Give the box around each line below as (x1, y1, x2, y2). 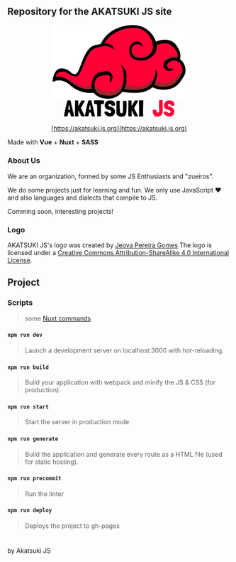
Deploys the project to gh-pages (24, 522, 120, 530)
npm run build (7, 364, 50, 371)
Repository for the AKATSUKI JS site (7, 6, 172, 18)
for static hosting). (24, 458, 79, 466)
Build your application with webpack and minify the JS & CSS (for (24, 378, 216, 387)
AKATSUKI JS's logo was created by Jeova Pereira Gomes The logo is (7, 241, 213, 249)
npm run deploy (7, 507, 52, 514)
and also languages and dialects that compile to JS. (7, 193, 158, 202)
